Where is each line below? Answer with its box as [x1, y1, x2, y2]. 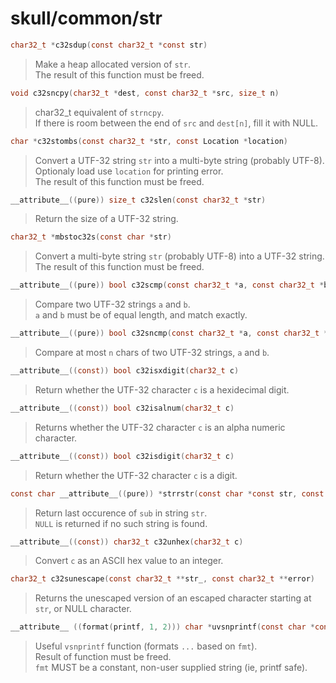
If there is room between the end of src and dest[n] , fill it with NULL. [34, 117, 319, 129]
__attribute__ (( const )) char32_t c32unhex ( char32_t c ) [10, 537, 244, 547]
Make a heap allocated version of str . [34, 58, 192, 70]
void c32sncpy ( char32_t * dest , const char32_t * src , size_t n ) [10, 88, 280, 98]
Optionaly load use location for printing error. [34, 165, 224, 177]
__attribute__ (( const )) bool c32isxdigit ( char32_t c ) [10, 366, 240, 376]
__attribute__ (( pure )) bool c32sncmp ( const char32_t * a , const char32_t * [10, 328, 329, 339]
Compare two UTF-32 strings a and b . [34, 298, 191, 311]
